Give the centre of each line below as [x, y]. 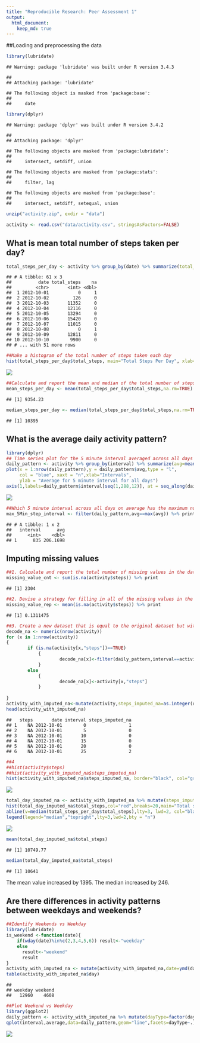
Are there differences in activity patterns [83, 901]
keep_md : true [34, 28]
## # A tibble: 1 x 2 [33, 524]
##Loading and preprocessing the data [54, 45]
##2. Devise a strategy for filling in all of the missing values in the [100, 599]
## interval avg [36, 530]
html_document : [30, 23]
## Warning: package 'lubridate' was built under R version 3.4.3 [90, 67]
